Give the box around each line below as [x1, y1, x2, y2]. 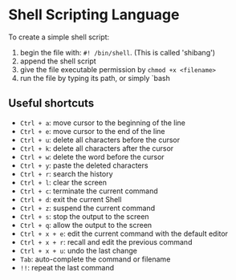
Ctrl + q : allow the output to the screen [19, 220, 153, 229]
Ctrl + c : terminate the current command [19, 186, 158, 196]
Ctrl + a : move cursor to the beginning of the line [19, 118, 186, 128]
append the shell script [19, 56, 96, 66]
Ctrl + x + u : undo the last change [19, 246, 138, 255]
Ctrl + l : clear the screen [19, 177, 107, 187]
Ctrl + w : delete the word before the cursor [19, 152, 165, 161]
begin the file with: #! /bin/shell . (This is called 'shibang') [19, 47, 215, 57]
